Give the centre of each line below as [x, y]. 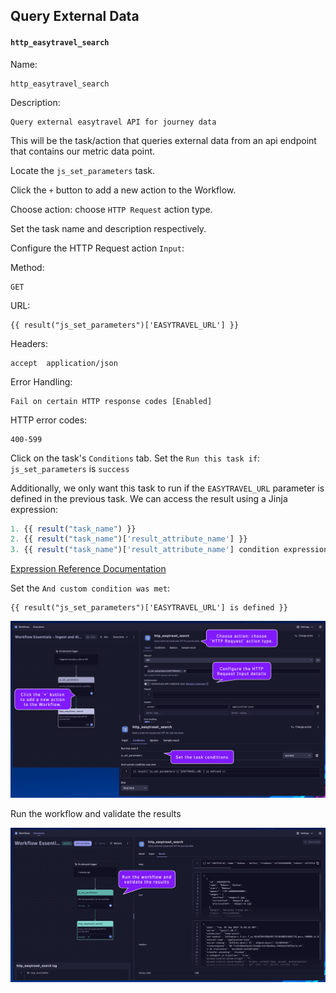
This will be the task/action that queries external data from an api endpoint [163, 140]
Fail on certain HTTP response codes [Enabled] [111, 401]
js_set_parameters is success [70, 468]
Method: [27, 267]
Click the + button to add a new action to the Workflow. [123, 190]
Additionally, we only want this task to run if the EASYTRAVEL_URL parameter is [167, 488]
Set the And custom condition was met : [90, 588]
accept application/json [64, 363]
